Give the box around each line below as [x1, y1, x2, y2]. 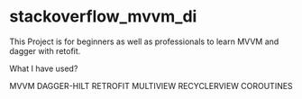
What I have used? [9, 63, 78, 74]
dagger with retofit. [9, 45, 81, 56]
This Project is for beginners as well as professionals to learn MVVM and [9, 36, 279, 47]
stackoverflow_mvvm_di [9, 6, 197, 27]
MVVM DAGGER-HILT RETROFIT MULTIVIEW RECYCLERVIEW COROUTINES [9, 80, 293, 91]
